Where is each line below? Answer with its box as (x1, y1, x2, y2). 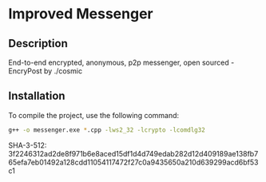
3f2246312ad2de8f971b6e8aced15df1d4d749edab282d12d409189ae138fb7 (8, 148, 259, 158)
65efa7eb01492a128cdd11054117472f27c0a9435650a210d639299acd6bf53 (8, 157, 259, 167)
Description (8, 37, 68, 50)
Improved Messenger (8, 5, 153, 23)
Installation (8, 89, 66, 103)
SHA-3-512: (8, 140, 47, 150)
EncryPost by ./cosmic (8, 66, 82, 76)
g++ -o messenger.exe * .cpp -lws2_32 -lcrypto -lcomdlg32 (8, 125, 205, 134)
